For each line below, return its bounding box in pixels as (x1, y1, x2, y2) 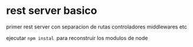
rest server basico (6, 4, 97, 17)
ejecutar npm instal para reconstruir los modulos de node (6, 34, 148, 41)
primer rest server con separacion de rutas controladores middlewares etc (6, 23, 187, 30)
